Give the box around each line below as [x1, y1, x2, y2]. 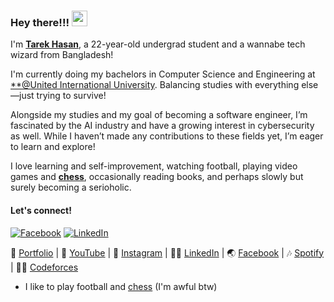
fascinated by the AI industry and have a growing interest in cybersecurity [10, 120, 315, 132]
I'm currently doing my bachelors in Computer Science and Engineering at [10, 68, 316, 80]
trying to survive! [36, 90, 107, 102]
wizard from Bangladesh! [10, 49, 114, 61]
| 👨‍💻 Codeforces [10, 261, 79, 273]
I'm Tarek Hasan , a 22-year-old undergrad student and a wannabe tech [10, 38, 306, 50]
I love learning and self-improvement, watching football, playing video [10, 160, 298, 172]
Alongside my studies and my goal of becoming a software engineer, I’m [10, 109, 308, 121]
